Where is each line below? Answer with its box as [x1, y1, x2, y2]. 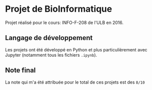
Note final [5, 66, 36, 74]
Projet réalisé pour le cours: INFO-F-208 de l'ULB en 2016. [5, 20, 124, 25]
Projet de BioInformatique [5, 3, 112, 15]
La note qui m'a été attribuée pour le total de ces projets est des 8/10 [5, 79, 145, 85]
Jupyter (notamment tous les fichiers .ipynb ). [5, 52, 97, 58]
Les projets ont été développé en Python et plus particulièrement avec [5, 46, 148, 52]
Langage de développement [5, 34, 93, 42]
